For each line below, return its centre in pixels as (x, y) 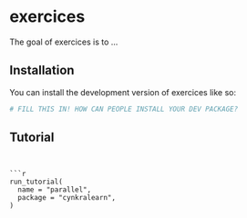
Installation (42, 70)
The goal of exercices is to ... (64, 42)
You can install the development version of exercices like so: (123, 92)
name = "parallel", (55, 190)
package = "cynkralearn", (67, 198)
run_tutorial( (36, 182)
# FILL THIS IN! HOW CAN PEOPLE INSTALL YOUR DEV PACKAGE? (124, 109)
